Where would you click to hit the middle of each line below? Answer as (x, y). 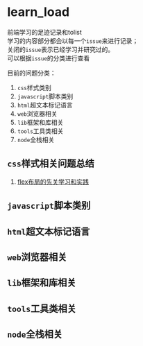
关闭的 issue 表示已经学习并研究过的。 (61, 49)
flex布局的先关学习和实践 (53, 182)
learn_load (39, 12)
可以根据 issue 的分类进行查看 (49, 58)
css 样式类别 (34, 87)
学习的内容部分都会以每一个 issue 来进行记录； (73, 41)
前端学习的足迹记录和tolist (44, 32)
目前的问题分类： (32, 73)
